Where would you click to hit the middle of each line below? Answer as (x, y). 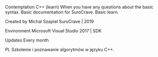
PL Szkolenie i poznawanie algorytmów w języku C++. (60, 50)
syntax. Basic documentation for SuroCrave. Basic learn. (62, 12)
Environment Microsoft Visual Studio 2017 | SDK (53, 31)
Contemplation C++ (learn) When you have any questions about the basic (79, 7)
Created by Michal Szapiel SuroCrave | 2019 (50, 21)
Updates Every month (27, 40)
